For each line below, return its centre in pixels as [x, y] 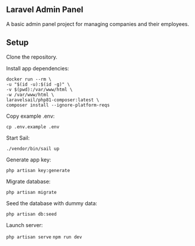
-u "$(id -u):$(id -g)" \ [38, 84]
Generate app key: [29, 160]
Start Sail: [18, 138]
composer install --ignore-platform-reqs [58, 105]
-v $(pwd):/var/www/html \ [39, 89]
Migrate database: [28, 181]
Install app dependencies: [38, 68]
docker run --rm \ [29, 79]
